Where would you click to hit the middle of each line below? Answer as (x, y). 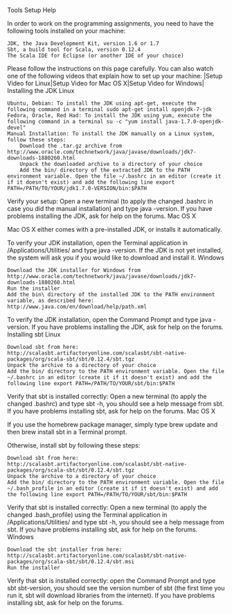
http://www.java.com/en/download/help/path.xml (77, 307)
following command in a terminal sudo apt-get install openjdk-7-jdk (110, 110)
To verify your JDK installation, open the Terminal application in (98, 243)
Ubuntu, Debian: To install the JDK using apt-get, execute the (102, 103)
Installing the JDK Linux (41, 91)
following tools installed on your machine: (66, 31)
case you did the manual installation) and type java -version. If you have (110, 208)
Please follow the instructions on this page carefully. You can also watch (110, 68)
